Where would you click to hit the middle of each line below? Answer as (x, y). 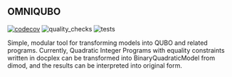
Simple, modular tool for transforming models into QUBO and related (107, 43)
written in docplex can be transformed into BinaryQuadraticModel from (111, 58)
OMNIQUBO (34, 12)
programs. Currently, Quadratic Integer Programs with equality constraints (116, 50)
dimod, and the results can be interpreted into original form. (95, 65)
